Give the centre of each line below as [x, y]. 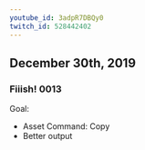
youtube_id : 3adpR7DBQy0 [57, 18]
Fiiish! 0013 [36, 89]
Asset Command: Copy [66, 126]
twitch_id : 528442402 [51, 26]
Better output [47, 136]
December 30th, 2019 [73, 63]
